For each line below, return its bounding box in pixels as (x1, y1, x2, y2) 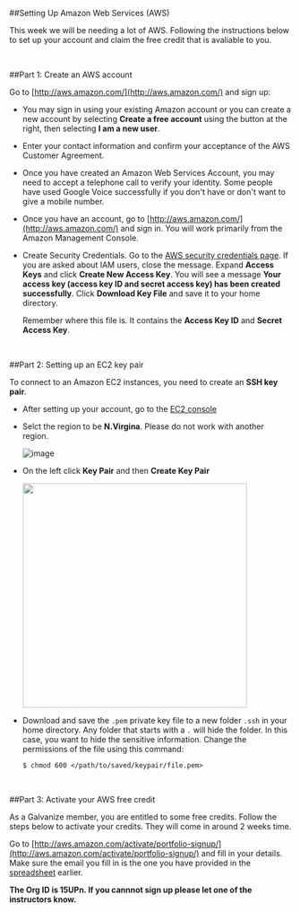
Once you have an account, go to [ (21, 214, 150, 224)
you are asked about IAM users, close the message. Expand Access (21, 259, 275, 270)
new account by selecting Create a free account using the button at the (21, 114, 288, 124)
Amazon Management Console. (21, 232, 139, 243)
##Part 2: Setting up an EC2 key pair (9, 359, 144, 370)
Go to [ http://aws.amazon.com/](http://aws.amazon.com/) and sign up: (9, 87, 271, 97)
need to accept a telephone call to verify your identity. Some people (21, 177, 273, 188)
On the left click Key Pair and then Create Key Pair (21, 466, 210, 476)
